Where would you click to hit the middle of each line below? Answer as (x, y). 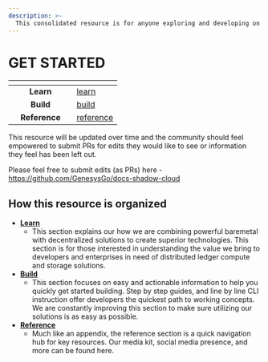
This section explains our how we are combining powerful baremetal (145, 231)
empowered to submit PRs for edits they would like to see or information (128, 146)
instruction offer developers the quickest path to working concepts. (143, 300)
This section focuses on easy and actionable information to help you (145, 283)
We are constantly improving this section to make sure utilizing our (142, 308)
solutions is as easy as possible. (85, 316)
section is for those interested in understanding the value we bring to (146, 248)
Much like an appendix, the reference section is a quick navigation (141, 334)
